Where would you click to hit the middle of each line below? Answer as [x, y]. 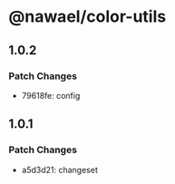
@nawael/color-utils [87, 17]
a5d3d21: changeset [60, 169]
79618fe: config [51, 95]
